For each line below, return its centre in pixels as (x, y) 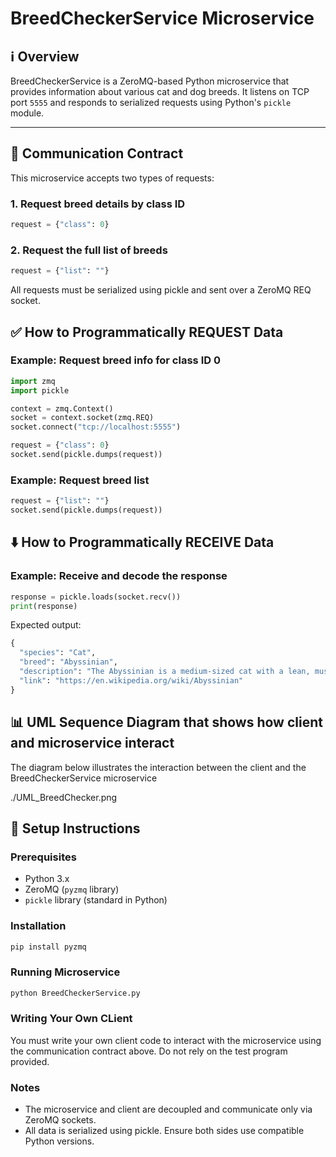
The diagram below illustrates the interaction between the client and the (158, 767)
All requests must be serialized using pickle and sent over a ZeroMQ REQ (161, 290)
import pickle (40, 390)
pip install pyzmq (48, 947)
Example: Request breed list (80, 480)
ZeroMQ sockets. (60, 1120)
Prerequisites (43, 857)
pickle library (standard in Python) (96, 900)
